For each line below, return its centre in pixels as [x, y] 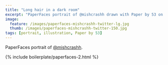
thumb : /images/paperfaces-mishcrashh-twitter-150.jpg [68, 28]
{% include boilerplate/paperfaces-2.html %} [52, 57]
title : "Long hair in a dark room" [43, 10]
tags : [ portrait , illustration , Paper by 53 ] [54, 33]
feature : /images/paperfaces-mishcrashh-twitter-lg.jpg [69, 24]
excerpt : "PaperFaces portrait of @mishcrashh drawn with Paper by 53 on [84, 14]
